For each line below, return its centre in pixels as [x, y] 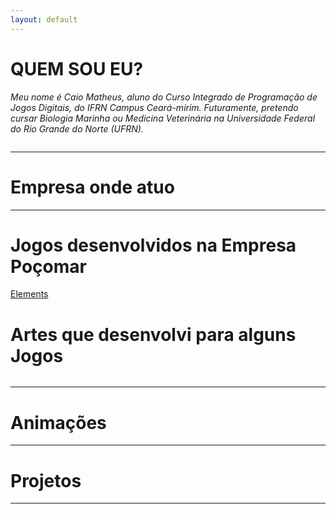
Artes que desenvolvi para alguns [153, 334]
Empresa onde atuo [92, 187]
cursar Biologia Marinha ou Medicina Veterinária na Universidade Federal [163, 118]
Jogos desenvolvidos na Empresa [153, 245]
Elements [29, 294]
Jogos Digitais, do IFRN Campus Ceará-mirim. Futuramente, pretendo [154, 107]
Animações [58, 422]
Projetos [46, 480]
